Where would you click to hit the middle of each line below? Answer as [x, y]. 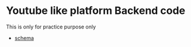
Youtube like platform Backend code [96, 11]
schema [24, 38]
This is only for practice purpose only [51, 27]
